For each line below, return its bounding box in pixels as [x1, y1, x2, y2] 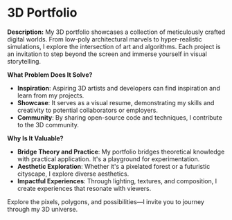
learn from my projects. [17, 91, 84, 100]
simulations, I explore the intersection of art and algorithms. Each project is [7, 42, 221, 51]
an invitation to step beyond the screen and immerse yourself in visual [7, 50, 208, 58]
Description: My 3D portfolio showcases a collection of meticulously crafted [7, 28, 226, 36]
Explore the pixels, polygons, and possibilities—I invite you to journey [7, 197, 204, 205]
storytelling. [7, 57, 42, 65]
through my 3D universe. [7, 205, 78, 213]
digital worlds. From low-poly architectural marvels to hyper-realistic [7, 35, 202, 43]
